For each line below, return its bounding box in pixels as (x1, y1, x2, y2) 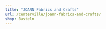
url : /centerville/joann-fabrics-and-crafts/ (5, 12, 101, 17)
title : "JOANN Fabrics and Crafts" (5, 7, 79, 12)
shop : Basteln (5, 16, 35, 21)
